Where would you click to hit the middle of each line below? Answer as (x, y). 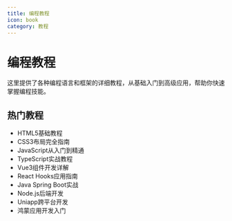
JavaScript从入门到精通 (51, 150)
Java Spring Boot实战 (48, 185)
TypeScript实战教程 (45, 159)
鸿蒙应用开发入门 (41, 211)
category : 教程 (28, 26)
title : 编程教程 (28, 13)
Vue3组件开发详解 (43, 168)
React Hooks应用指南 (47, 176)
